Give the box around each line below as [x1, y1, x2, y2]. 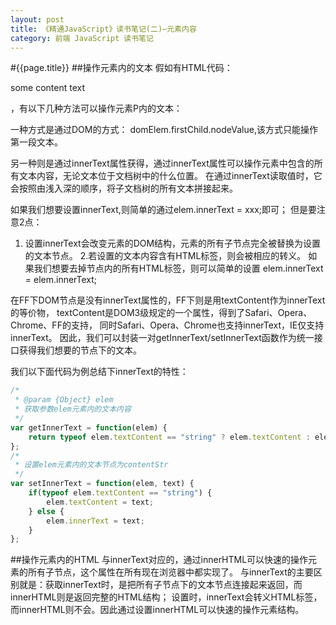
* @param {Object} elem [14, 395, 114, 405]
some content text [10, 82, 85, 94]
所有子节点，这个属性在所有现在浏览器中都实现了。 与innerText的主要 [27, 566, 314, 578]
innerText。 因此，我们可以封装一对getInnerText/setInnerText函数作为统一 [10, 332, 315, 344]
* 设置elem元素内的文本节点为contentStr [14, 460, 169, 470]
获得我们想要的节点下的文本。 [18, 344, 142, 356]
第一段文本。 [10, 136, 63, 148]
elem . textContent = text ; [46, 497, 155, 507]
